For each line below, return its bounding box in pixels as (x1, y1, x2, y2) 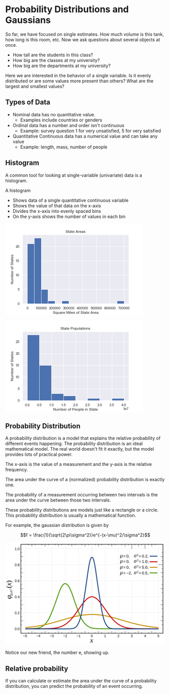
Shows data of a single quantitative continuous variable (12, 197, 129, 203)
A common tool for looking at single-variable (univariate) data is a (5, 172, 142, 178)
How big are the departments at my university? (12, 62, 111, 69)
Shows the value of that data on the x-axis (12, 202, 101, 209)
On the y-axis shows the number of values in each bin (12, 213, 126, 219)
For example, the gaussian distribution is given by (5, 522, 109, 528)
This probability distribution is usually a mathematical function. (5, 512, 137, 519)
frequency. (5, 466, 28, 473)
